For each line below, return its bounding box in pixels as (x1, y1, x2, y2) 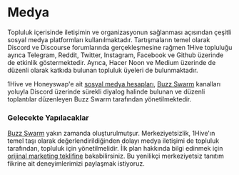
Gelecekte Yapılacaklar (7, 112, 89, 122)
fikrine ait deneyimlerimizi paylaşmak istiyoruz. (7, 159, 145, 168)
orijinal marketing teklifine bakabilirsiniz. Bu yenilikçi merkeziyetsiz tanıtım (7, 151, 225, 161)
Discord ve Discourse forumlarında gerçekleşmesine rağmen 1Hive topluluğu (7, 43, 233, 51)
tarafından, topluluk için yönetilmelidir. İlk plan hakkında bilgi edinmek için (7, 144, 223, 153)
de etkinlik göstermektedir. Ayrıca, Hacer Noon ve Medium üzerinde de (7, 58, 216, 66)
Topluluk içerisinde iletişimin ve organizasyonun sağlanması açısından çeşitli (7, 28, 232, 36)
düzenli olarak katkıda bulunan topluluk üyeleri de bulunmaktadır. (7, 66, 198, 74)
